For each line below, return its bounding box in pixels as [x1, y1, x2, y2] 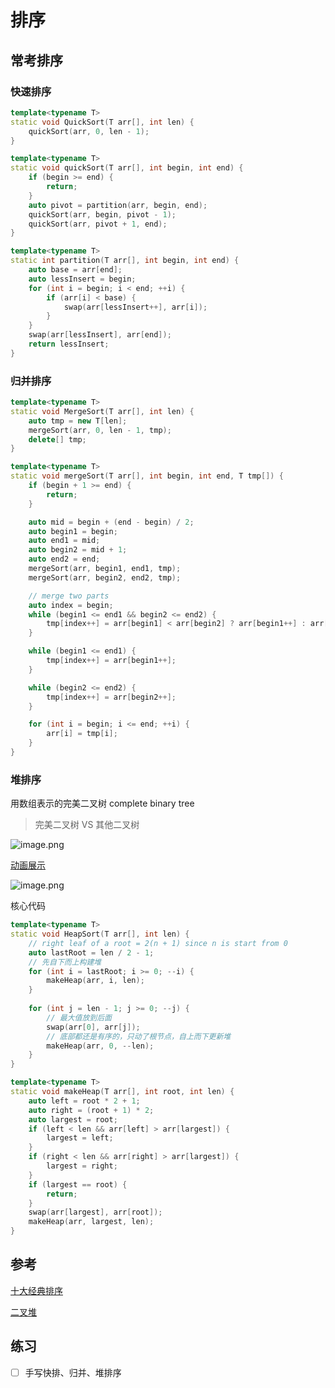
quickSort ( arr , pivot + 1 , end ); [28, 219, 168, 229]
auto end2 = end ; [28, 554, 101, 565]
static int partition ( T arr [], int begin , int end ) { [10, 256, 240, 266]
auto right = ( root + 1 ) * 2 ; [28, 1105, 155, 1115]
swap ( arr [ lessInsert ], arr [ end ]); [28, 330, 172, 340]
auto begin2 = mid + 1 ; [28, 545, 128, 555]
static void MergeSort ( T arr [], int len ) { [10, 406, 195, 416]
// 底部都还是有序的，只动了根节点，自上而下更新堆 [46, 1031, 232, 1041]
